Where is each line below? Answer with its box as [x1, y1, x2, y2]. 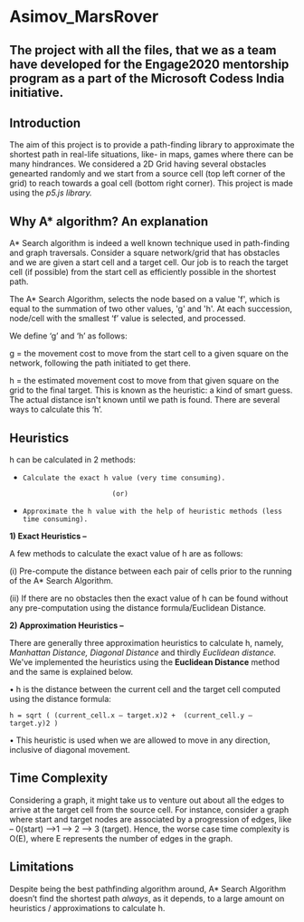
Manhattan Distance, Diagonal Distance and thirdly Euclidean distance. [9, 647, 277, 658]
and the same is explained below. [9, 667, 134, 678]
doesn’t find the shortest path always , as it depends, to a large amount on [9, 893, 285, 904]
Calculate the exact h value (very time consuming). [22, 473, 226, 483]
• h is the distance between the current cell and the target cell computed [9, 684, 280, 695]
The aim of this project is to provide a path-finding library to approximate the [9, 139, 295, 150]
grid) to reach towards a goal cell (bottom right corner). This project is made [9, 178, 294, 189]
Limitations [9, 860, 74, 875]
